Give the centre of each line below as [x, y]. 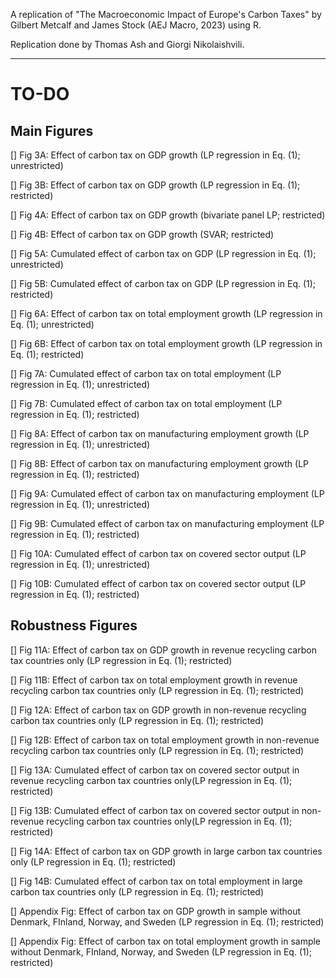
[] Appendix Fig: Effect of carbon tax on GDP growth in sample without [156, 911]
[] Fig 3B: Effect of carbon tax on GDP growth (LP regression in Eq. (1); [155, 185]
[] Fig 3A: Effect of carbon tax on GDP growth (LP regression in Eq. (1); [155, 155]
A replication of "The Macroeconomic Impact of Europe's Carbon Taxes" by [166, 14]
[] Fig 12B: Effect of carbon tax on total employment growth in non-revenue [165, 740]
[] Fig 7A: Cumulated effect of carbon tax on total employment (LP [146, 373]
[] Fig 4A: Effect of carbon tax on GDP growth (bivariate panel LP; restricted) [168, 215]
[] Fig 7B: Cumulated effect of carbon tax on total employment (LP [146, 403]
